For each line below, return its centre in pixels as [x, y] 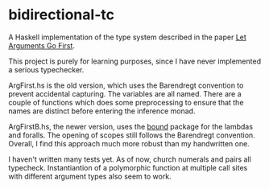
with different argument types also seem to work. [90, 176]
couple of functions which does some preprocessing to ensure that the [126, 102]
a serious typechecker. [46, 69]
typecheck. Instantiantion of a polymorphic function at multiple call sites [128, 167]
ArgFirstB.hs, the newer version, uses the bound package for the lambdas [131, 126]
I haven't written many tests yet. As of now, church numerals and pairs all [130, 159]
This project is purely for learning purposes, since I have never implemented [135, 61]
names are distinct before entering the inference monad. [102, 111]
